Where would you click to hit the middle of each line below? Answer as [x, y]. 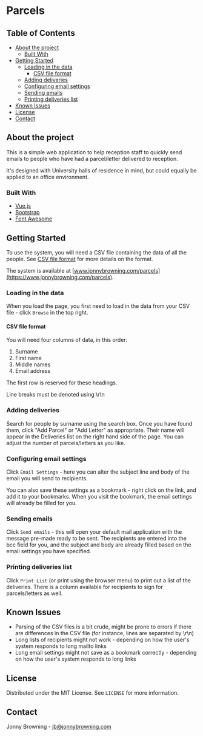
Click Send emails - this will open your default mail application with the [94, 532]
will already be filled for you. [42, 503]
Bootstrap [27, 213]
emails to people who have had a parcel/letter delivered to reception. [92, 158]
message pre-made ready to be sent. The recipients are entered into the [96, 539]
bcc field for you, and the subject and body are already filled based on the [99, 545]
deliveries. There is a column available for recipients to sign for [85, 587]
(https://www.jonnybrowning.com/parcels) [59, 277]
